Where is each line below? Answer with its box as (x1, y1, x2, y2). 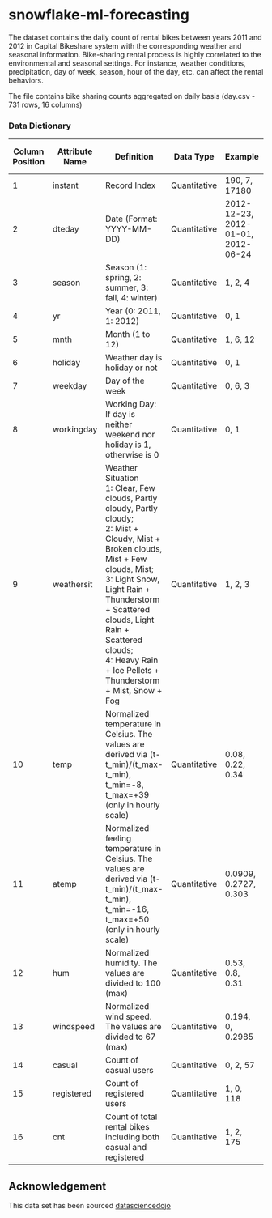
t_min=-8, (104, 779, 144, 790)
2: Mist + (104, 523, 139, 534)
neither (104, 419, 133, 430)
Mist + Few (104, 553, 147, 564)
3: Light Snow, (104, 573, 160, 585)
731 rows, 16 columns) (8, 100, 83, 109)
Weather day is (104, 352, 163, 364)
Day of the (104, 375, 145, 386)
